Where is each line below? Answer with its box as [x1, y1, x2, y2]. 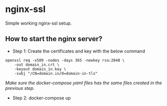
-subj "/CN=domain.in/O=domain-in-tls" [14, 71, 98, 76]
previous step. [5, 85, 35, 91]
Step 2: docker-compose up [12, 94, 71, 101]
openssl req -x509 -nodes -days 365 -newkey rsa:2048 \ [5, 58, 125, 63]
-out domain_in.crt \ [14, 62, 59, 67]
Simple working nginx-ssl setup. [5, 20, 72, 26]
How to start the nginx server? [5, 35, 103, 43]
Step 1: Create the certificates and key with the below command [12, 48, 145, 54]
